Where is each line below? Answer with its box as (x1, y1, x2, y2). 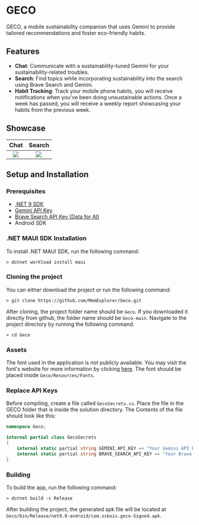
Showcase (6, 124, 46, 134)
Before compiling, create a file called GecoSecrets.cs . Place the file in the (6, 400, 184, 407)
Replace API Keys (6, 387, 58, 395)
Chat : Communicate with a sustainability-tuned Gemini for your (14, 62, 169, 69)
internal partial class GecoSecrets (6, 435, 97, 440)
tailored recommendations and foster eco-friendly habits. (6, 29, 146, 36)
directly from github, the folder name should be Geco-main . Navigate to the (6, 314, 187, 321)
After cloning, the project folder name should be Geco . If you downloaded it (6, 308, 188, 315)
